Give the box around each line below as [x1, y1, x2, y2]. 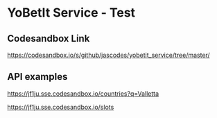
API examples [7, 71, 68, 83]
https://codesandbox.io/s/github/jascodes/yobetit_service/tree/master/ [7, 51, 210, 59]
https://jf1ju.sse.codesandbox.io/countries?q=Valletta [7, 89, 159, 98]
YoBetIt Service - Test [7, 5, 136, 21]
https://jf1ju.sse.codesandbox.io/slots [7, 103, 114, 111]
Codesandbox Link [7, 33, 90, 44]
